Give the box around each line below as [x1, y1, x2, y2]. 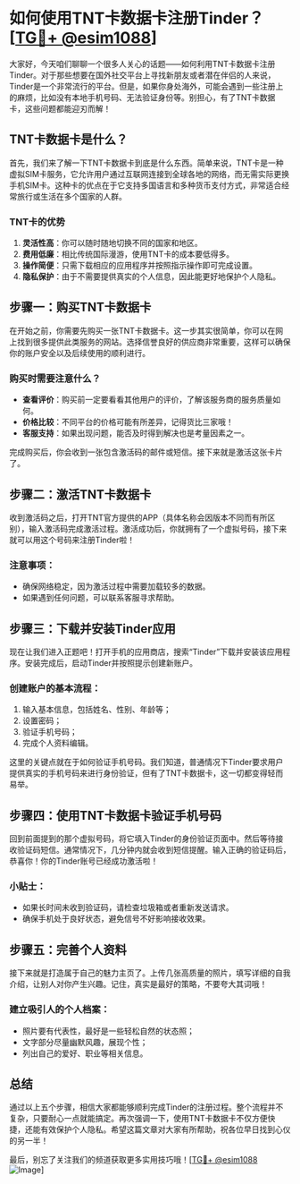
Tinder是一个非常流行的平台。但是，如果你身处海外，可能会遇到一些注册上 [9, 81, 284, 91]
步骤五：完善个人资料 [9, 941, 127, 958]
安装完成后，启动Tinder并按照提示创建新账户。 [24, 658, 198, 669]
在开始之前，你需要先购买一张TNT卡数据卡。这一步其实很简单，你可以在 [9, 325, 276, 336]
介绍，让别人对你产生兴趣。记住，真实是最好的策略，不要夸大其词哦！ [9, 979, 268, 990]
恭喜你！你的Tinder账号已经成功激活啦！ [9, 856, 159, 866]
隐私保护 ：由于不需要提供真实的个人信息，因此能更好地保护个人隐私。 [21, 271, 281, 282]
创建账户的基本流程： [9, 682, 101, 694]
